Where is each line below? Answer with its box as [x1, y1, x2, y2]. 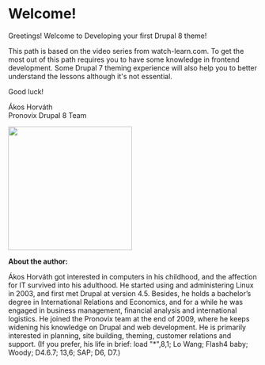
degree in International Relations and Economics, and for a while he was [8, 297, 244, 306]
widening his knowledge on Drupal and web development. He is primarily [8, 322, 247, 332]
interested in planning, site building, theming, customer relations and [8, 330, 232, 340]
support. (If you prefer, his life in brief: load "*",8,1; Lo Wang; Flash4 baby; [8, 339, 248, 348]
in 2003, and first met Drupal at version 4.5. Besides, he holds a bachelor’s [8, 288, 252, 298]
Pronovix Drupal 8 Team [8, 110, 87, 120]
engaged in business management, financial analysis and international [8, 306, 237, 315]
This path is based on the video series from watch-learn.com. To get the [8, 46, 244, 55]
